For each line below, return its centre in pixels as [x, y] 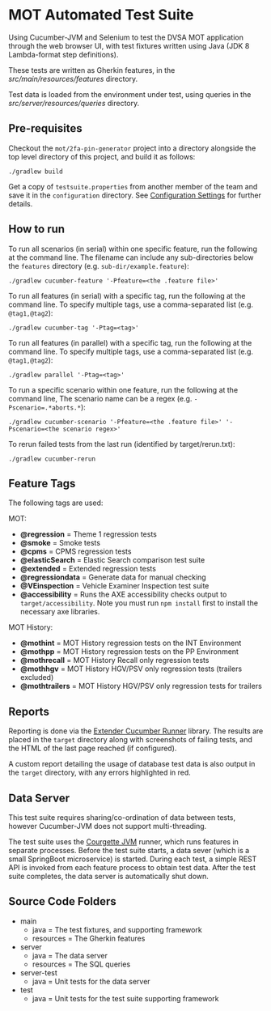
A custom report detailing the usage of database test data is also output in [132, 764]
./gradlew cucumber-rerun [52, 459]
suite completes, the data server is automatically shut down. [108, 876]
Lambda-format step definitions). [64, 54]
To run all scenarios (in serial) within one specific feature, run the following [133, 249]
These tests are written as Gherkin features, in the [92, 70]
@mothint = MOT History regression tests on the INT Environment [131, 643]
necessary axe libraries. [60, 612]
